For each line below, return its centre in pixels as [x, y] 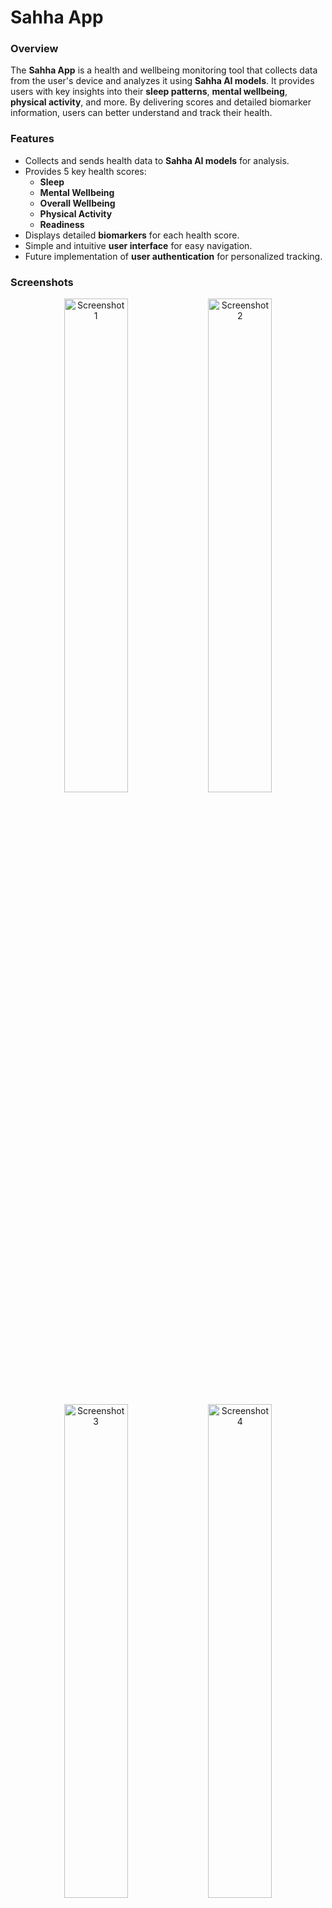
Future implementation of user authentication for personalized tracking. [173, 256]
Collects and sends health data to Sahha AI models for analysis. [157, 160]
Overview [34, 49]
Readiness [62, 224]
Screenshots [42, 282]
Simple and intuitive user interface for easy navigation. [138, 245]
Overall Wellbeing [77, 203]
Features [32, 139]
